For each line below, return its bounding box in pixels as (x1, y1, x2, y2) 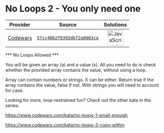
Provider (9, 21, 31, 28)
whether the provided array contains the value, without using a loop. (5, 67, 147, 73)
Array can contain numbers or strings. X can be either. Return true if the (5, 76, 154, 83)
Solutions (104, 21, 127, 28)
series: (5, 102, 19, 108)
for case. (5, 87, 24, 93)
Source (59, 21, 77, 28)
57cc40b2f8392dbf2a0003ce (37, 35, 99, 41)
